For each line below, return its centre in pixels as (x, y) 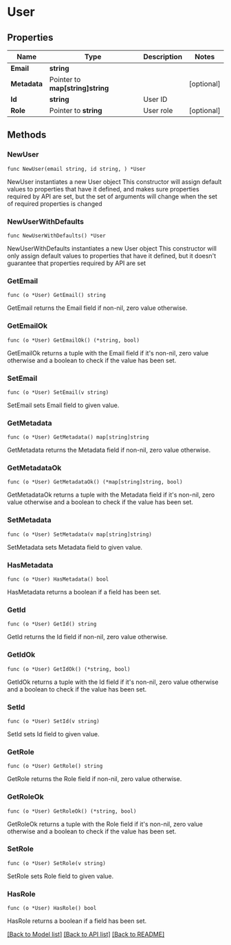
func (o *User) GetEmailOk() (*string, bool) (73, 340)
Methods (27, 135)
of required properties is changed (55, 203)
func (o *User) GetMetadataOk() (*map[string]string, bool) (95, 482)
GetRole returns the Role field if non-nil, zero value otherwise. (95, 779)
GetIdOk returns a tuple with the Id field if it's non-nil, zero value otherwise (113, 682)
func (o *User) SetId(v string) (53, 721)
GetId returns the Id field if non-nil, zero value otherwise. (88, 637)
